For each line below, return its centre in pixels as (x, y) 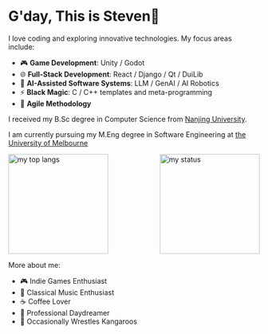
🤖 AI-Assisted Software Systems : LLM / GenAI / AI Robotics (119, 83)
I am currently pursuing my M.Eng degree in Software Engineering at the (127, 134)
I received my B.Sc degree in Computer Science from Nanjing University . (128, 119)
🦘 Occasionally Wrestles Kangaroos (79, 321)
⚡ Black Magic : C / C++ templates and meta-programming (116, 92)
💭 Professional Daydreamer (65, 312)
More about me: (35, 265)
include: (22, 46)
